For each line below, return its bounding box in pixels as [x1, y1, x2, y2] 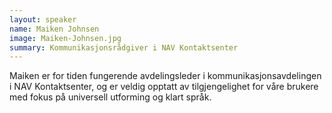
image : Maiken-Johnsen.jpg [9, 33, 122, 43]
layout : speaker [9, 14, 77, 25]
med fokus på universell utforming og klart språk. [9, 91, 212, 103]
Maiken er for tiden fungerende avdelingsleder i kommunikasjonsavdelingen [9, 70, 322, 82]
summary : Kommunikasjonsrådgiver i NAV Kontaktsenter [9, 42, 239, 53]
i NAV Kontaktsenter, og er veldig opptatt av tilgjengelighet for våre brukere [9, 81, 319, 93]
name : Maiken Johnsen [9, 24, 100, 34]
